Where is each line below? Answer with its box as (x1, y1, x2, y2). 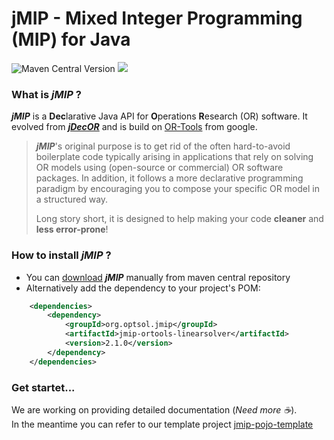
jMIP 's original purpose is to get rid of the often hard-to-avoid (35, 140, 291, 152)
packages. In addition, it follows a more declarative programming (35, 172, 304, 184)
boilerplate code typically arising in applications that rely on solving (35, 151, 314, 163)
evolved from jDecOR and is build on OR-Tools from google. (11, 121, 258, 133)
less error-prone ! (35, 223, 109, 236)
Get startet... (11, 380, 76, 394)
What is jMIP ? (11, 87, 82, 101)
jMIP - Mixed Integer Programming (11, 7, 303, 30)
